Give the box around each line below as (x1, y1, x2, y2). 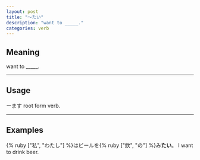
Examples (6, 125, 43, 135)
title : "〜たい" (6, 14, 44, 20)
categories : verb (6, 25, 49, 31)
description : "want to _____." (6, 20, 84, 25)
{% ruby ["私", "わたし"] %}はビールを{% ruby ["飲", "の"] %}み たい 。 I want (6, 142, 193, 149)
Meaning (6, 47, 40, 57)
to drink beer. (6, 148, 39, 155)
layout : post (6, 8, 39, 15)
